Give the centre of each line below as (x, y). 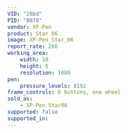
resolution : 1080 (45, 72)
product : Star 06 (33, 33)
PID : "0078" (25, 20)
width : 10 (34, 60)
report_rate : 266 (33, 46)
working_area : (28, 53)
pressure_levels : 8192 (53, 86)
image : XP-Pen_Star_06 (40, 40)
